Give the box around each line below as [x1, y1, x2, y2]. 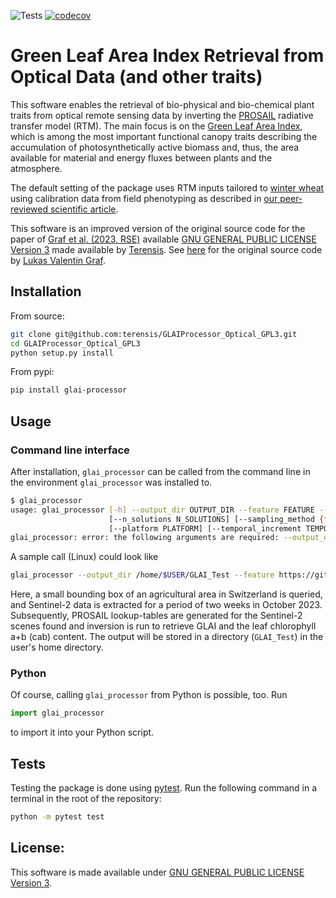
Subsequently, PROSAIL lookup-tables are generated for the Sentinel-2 [10, 610, 303, 622]
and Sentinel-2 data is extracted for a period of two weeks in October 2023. [10, 599, 323, 611]
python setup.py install [10, 348, 114, 358]
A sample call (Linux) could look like [10, 551, 159, 563]
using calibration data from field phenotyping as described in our [10, 192, 278, 204]
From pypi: [10, 366, 55, 378]
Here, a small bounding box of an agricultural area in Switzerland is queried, [10, 588, 323, 600]
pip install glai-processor [10, 385, 128, 395]
